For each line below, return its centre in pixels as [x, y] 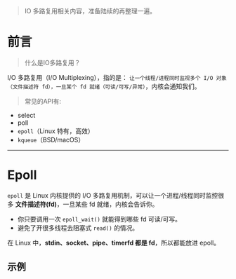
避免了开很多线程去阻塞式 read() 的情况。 [78, 228]
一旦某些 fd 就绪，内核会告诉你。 [111, 204]
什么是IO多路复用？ [52, 62]
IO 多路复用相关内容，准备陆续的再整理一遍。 [90, 11]
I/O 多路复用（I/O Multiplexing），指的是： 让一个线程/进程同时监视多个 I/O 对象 [117, 77]
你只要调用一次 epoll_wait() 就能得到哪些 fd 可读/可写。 [99, 219]
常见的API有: [43, 101]
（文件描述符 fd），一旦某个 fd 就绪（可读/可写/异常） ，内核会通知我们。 [104, 86]
